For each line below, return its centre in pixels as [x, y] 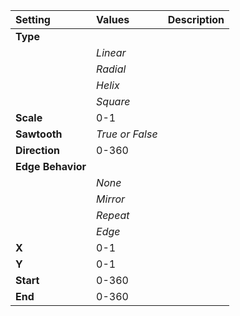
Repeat [113, 215]
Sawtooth [39, 134]
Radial [111, 69]
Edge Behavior [51, 166]
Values [113, 19]
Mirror [111, 199]
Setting [33, 19]
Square [113, 101]
